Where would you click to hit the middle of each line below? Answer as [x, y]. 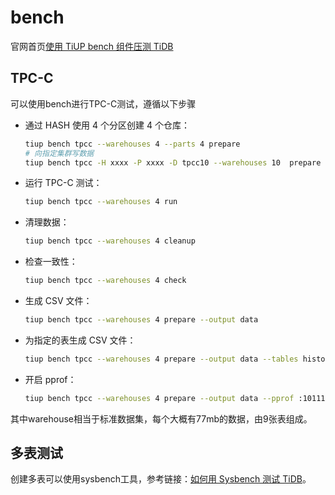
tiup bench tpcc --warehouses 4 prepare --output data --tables [161, 359]
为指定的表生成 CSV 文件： [80, 340]
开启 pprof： [50, 379]
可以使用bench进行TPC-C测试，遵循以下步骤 [103, 103]
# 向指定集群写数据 [59, 153]
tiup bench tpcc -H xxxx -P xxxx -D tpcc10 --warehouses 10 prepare [173, 162]
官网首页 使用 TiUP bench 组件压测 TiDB [92, 46]
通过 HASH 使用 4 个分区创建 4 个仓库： [107, 125]
